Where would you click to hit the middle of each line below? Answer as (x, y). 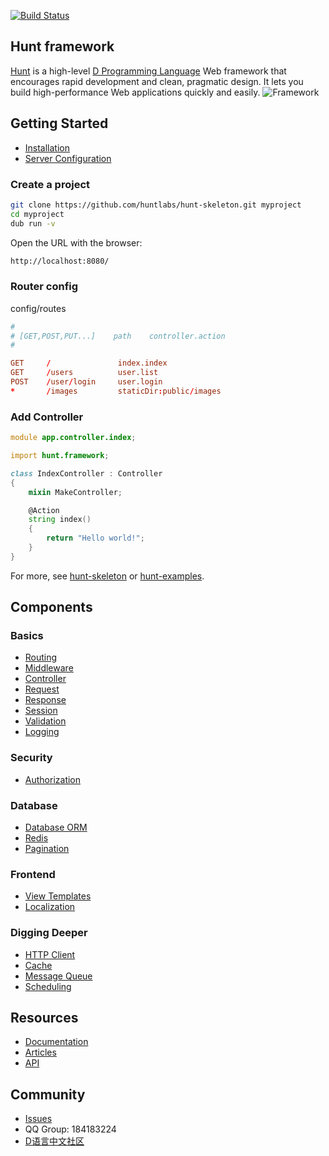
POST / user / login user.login (86, 382)
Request (42, 689)
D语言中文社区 (54, 1141)
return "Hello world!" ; (95, 538)
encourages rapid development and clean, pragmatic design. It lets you (157, 81)
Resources (44, 1018)
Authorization (53, 779)
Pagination (47, 849)
